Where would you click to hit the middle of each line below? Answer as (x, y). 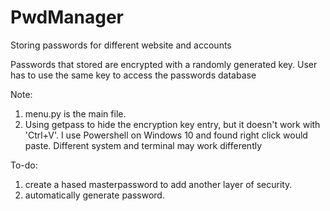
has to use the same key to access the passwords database (133, 75)
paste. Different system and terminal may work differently (143, 145)
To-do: (24, 165)
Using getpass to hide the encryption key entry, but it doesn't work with (172, 124)
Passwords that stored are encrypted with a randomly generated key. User (164, 64)
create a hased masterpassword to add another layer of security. (158, 184)
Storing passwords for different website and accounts (121, 45)
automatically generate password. (94, 195)
